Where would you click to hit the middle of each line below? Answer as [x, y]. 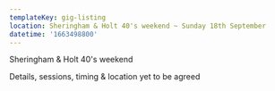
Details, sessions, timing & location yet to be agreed [105, 77]
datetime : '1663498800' [54, 34]
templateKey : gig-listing [57, 17]
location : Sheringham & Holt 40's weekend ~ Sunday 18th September [138, 26]
